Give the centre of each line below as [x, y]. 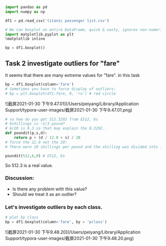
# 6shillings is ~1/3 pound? [35, 124]
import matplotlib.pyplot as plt [40, 34]
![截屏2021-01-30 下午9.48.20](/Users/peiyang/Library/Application [73, 232]
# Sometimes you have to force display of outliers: [61, 89]
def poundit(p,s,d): [26, 133]
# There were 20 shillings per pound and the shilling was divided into [82, 147]
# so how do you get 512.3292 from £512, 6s [52, 119]
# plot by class [22, 217]
